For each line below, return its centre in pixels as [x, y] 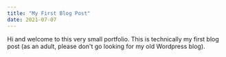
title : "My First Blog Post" [49, 13]
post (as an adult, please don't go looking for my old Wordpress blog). [106, 46]
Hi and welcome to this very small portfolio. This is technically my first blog [113, 39]
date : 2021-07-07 [32, 20]
